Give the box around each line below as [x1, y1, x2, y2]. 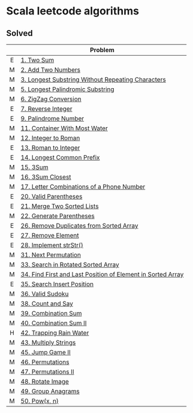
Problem [89, 46, 115, 54]
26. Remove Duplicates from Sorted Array [20, 222, 139, 230]
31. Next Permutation [20, 251, 82, 259]
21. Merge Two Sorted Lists [20, 202, 99, 210]
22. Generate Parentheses [20, 212, 95, 220]
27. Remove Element [20, 231, 79, 239]
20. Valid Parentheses [20, 192, 83, 200]
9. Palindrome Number [20, 114, 85, 122]
